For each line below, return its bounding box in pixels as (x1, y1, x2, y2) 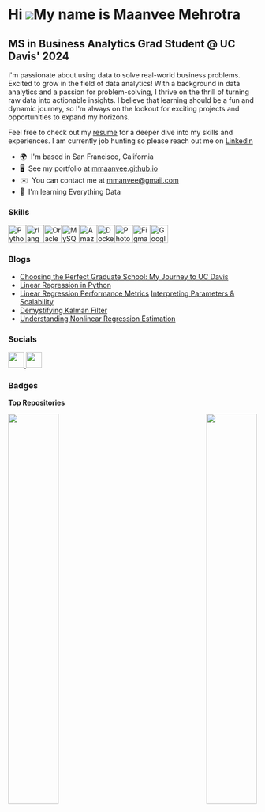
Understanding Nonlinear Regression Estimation (19, 314, 176, 323)
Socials (8, 334, 37, 345)
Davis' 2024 (8, 49, 69, 62)
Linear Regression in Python (19, 280, 112, 289)
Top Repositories (8, 398, 65, 408)
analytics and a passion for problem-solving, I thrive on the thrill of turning (8, 87, 250, 96)
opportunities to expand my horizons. (8, 112, 130, 122)
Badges (8, 380, 38, 391)
